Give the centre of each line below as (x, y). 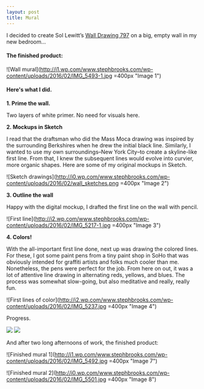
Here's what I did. (29, 90)
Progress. (18, 318)
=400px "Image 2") (145, 183)
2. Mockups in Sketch (35, 127)
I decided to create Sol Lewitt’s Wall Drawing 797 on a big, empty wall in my (102, 35)
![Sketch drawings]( (31, 176)
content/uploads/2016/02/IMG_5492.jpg (57, 361)
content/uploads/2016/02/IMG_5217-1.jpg (59, 225)
